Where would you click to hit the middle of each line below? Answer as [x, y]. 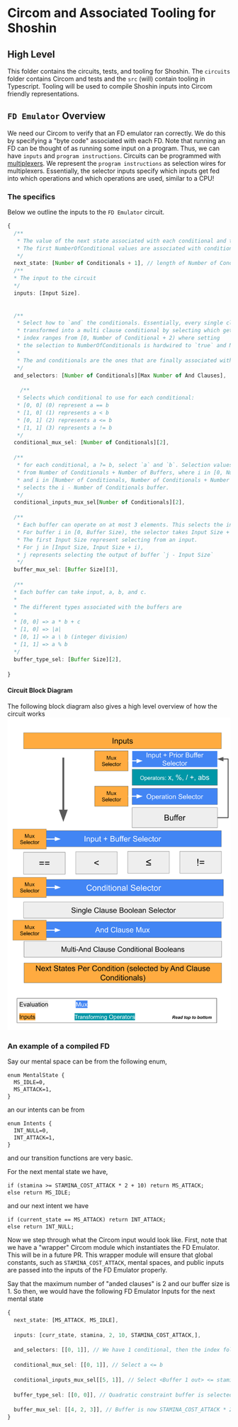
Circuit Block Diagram [40, 690]
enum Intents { [30, 1123]
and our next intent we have [48, 1205]
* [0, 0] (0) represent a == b [63, 405]
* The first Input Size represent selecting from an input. [107, 540]
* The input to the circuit [55, 278]
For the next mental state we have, [58, 1171]
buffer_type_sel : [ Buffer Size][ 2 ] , [68, 659]
